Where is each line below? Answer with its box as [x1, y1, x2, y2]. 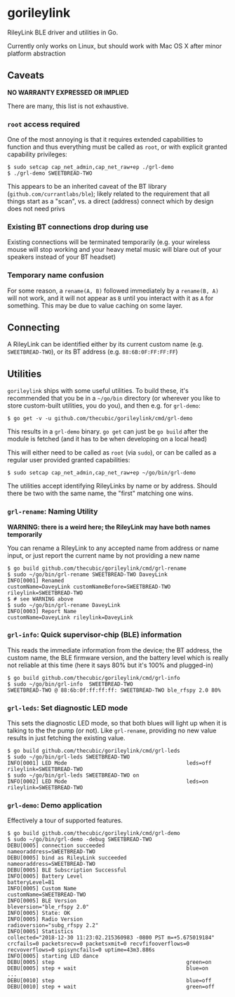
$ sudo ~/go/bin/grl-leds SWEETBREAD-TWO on [7, 772, 140, 779]
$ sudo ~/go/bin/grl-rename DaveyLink [7, 601, 121, 608]
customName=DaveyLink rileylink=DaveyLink [7, 614, 133, 621]
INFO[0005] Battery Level [7, 873, 83, 880]
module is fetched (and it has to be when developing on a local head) [7, 435, 208, 443]
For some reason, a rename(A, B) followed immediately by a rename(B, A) [7, 286, 219, 295]
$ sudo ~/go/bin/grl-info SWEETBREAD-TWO [7, 681, 133, 688]
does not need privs [7, 205, 65, 213]
